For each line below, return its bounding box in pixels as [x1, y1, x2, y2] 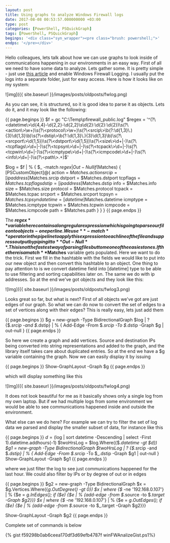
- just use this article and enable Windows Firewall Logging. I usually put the [5, 71, 164, 77]
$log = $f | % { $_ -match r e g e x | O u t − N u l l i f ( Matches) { [5, 164, 121, 170]
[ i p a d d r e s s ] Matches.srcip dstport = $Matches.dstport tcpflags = [5, 175, 141, 181]
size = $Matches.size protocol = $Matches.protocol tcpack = [5, 185, 133, 191]
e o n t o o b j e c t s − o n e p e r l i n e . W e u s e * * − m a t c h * [5, 228, 109, 234]
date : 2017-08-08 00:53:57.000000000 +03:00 [5, 17, 101, 22]
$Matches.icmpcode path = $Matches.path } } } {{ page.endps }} [5, 207, 142, 213]
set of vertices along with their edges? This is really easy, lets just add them [5, 307, 164, 313]
